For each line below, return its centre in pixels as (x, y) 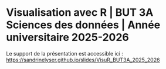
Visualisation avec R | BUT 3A (80, 13)
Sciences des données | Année (83, 25)
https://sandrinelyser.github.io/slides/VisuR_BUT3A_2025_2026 (83, 60)
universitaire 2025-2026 (67, 37)
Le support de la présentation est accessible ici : (65, 53)
